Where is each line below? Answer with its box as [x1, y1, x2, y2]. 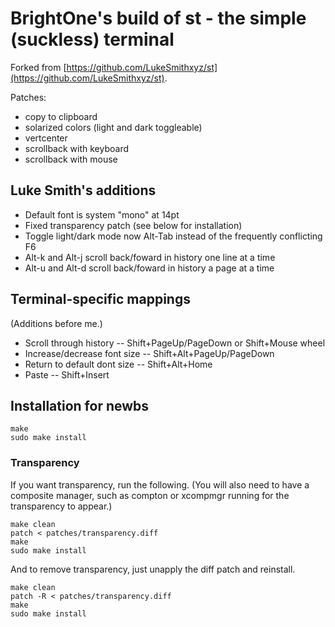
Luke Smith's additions [10, 182, 157, 199]
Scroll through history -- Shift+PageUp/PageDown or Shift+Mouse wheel [24, 337, 326, 349]
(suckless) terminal [10, 28, 175, 51]
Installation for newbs [10, 397, 150, 414]
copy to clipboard [24, 110, 98, 122]
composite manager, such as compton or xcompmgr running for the [10, 489, 290, 501]
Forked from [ [10, 61, 67, 73]
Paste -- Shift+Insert [24, 368, 110, 381]
